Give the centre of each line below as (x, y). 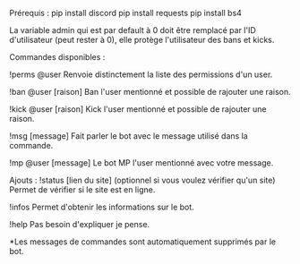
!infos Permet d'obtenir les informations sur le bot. (102, 207)
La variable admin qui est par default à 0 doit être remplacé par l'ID (133, 30)
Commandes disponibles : (57, 57)
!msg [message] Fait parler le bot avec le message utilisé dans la (129, 136)
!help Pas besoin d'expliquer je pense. (80, 224)
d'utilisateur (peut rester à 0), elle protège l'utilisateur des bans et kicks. (142, 40)
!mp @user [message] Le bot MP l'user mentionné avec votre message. (141, 163)
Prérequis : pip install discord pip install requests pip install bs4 (125, 13)
